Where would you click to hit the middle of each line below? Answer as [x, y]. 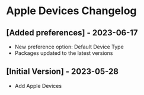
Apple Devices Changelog [71, 11]
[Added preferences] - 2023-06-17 [72, 33]
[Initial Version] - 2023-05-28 [62, 72]
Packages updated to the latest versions [64, 53]
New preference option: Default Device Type [69, 47]
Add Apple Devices [38, 86]
